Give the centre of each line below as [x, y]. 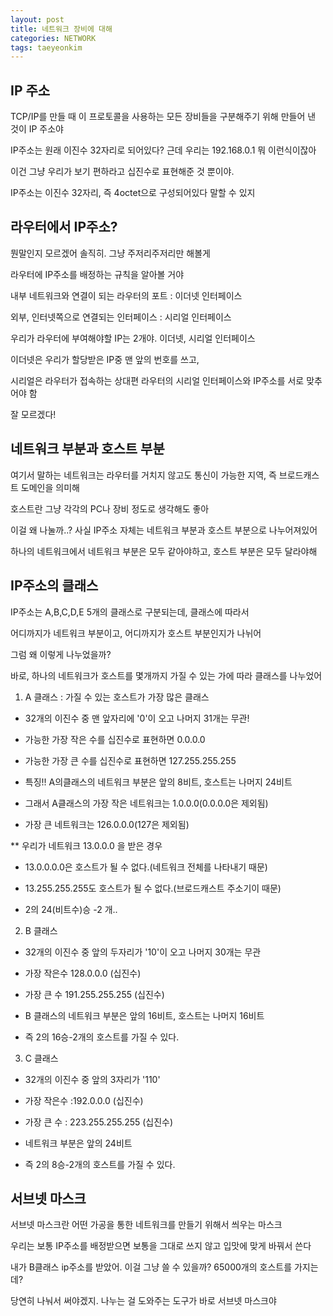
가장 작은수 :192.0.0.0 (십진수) [84, 1100]
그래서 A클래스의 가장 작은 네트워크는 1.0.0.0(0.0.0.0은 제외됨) [146, 803]
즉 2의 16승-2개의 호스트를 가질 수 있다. [102, 1037]
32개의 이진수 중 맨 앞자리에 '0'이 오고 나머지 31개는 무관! [137, 718]
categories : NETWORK [53, 38]
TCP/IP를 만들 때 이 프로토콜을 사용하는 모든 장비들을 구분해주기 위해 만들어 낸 [163, 117]
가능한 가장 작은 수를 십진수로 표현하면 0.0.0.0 [115, 739]
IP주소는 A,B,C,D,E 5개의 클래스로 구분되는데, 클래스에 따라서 [130, 612]
